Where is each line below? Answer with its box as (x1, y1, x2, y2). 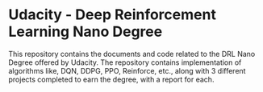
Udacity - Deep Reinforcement (8, 6, 216, 24)
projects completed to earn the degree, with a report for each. (8, 74, 215, 84)
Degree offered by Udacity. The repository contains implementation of (8, 58, 242, 67)
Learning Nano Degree (8, 22, 163, 41)
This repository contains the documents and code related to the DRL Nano (8, 49, 256, 58)
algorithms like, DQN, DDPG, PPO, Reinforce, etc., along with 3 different (8, 66, 246, 75)
